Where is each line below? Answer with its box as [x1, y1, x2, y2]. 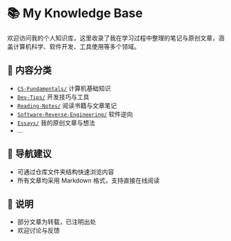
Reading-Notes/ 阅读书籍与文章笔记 [17, 101, 117, 109]
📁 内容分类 [7, 65, 52, 76]
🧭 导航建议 [7, 148, 52, 160]
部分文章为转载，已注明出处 [17, 218, 97, 226]
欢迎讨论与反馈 [17, 227, 60, 235]
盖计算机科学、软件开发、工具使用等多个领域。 [7, 42, 140, 50]
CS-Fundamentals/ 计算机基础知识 [17, 84, 112, 92]
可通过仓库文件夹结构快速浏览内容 [17, 167, 114, 176]
